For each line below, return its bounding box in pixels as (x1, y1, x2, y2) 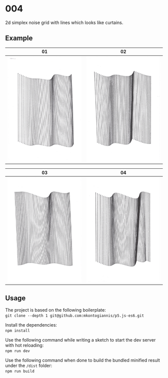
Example (5, 34, 33, 42)
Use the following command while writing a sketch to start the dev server (5, 337, 156, 343)
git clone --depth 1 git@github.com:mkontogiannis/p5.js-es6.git (5, 313, 144, 319)
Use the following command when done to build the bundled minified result (5, 358, 160, 364)
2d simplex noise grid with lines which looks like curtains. (5, 19, 123, 25)
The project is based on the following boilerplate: (5, 307, 106, 313)
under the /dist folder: (5, 363, 52, 369)
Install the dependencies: (5, 322, 57, 328)
